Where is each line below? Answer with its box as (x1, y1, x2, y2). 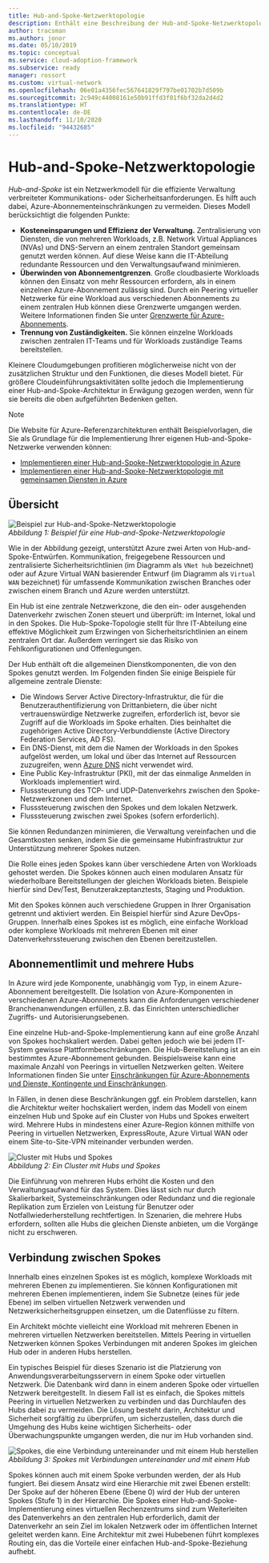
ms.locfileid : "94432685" (8, 123, 94, 131)
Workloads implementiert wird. (19, 777, 122, 786)
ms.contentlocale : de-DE (8, 109, 91, 117)
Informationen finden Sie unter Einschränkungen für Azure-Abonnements (8, 1071, 251, 1080)
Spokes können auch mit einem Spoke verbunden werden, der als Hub (8, 1470, 242, 1480)
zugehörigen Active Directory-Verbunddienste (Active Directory (19, 725, 231, 735)
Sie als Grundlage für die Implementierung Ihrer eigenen (8, 433, 194, 443)
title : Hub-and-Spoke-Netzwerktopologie (8, 11, 146, 20)
